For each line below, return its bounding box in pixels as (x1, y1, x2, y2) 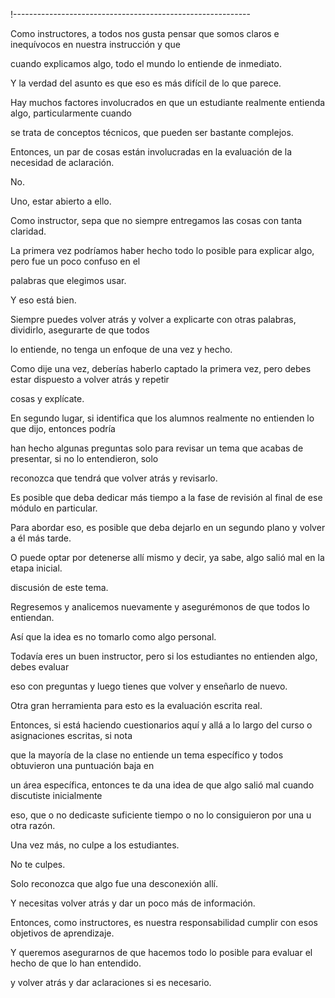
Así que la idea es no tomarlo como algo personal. (10, 631, 217, 643)
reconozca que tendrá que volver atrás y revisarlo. (10, 472, 218, 484)
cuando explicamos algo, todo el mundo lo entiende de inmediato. (10, 58, 282, 69)
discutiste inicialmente (10, 790, 103, 801)
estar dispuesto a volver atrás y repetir (10, 374, 170, 385)
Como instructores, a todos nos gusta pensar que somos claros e (10, 28, 280, 39)
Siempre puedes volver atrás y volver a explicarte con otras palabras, (10, 314, 297, 325)
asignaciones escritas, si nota (10, 730, 133, 741)
